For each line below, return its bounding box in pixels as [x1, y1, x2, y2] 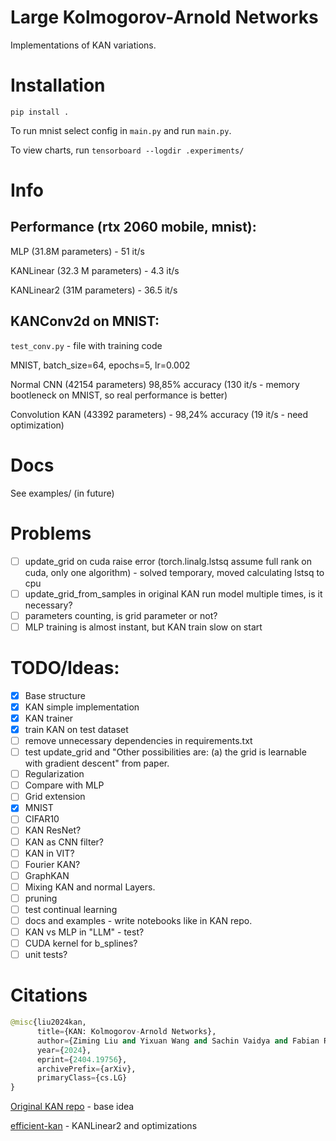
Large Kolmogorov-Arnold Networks [10, 6, 319, 29]
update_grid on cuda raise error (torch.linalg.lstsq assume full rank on [24, 555, 312, 567]
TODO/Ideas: [10, 657, 120, 679]
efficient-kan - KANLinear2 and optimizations [10, 1120, 198, 1132]
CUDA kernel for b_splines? [24, 937, 138, 950]
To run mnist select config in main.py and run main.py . [10, 124, 232, 136]
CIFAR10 [24, 813, 60, 825]
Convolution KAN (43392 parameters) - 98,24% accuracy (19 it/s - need [10, 408, 309, 420]
